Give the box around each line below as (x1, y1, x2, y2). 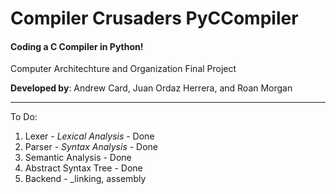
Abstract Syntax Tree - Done (24, 162, 143, 174)
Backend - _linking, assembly (24, 173, 147, 185)
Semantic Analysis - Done (24, 152, 132, 164)
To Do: (10, 111, 38, 123)
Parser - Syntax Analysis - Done (24, 141, 159, 153)
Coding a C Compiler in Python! (10, 40, 144, 52)
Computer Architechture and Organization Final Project (10, 63, 237, 75)
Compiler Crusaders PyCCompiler (10, 7, 299, 30)
